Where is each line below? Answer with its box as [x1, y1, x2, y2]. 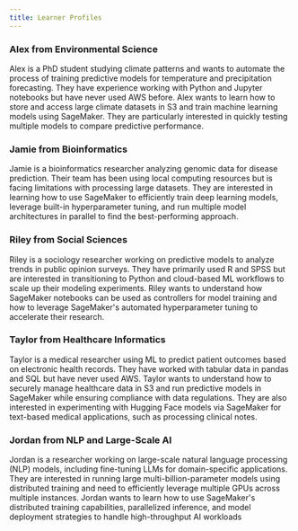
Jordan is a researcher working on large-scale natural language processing [9, 455, 288, 465]
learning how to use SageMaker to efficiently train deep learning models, [9, 192, 278, 203]
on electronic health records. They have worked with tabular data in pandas [9, 363, 289, 374]
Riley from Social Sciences [9, 234, 128, 246]
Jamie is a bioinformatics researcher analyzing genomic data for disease [9, 164, 278, 174]
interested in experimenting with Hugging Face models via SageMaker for [9, 402, 282, 412]
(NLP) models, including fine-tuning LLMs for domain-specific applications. [9, 464, 288, 474]
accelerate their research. [9, 311, 105, 322]
